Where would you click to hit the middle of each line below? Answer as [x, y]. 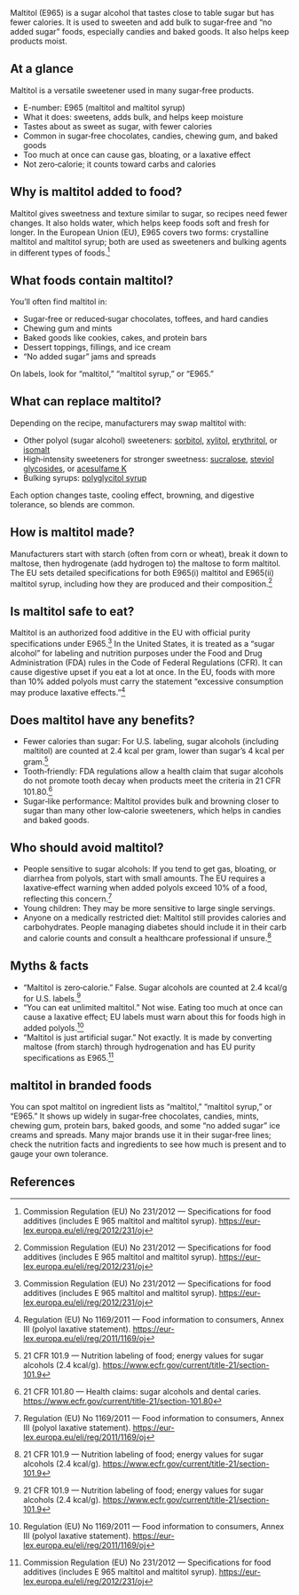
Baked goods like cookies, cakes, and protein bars [115, 338]
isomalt [36, 449]
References [43, 1182]
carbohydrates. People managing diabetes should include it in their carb [155, 927]
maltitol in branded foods [81, 1085]
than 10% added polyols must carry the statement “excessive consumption [147, 681]
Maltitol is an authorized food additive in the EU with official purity [130, 632]
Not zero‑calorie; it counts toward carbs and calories [119, 164]
